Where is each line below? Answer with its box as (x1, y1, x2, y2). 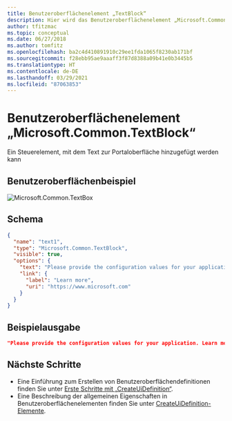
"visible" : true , (13, 251, 64, 258)
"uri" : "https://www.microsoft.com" (25, 283, 131, 290)
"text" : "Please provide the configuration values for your (19, 264, 196, 271)
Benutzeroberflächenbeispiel (7, 175, 136, 187)
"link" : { (19, 271, 48, 277)
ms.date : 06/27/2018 (7, 36, 67, 43)
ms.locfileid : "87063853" (7, 81, 81, 88)
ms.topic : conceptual (7, 29, 70, 37)
